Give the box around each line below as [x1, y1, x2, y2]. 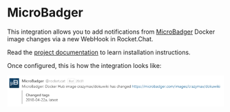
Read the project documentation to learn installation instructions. [7, 48, 191, 56]
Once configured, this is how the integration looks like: [7, 61, 162, 69]
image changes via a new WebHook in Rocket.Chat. [7, 34, 154, 43]
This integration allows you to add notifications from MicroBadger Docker [7, 27, 216, 36]
